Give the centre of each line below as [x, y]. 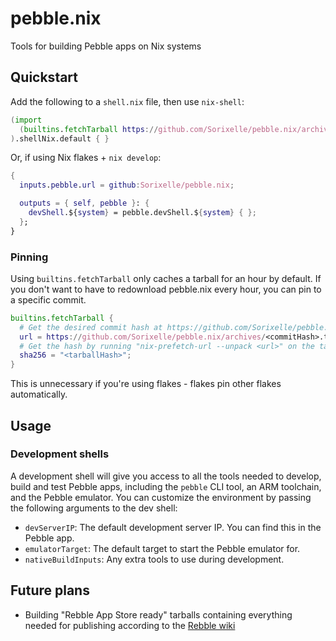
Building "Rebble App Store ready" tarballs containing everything [158, 614]
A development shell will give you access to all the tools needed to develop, [166, 476]
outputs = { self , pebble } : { [84, 203]
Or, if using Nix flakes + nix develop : [86, 158]
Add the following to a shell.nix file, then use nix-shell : [127, 101]
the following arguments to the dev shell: [94, 508]
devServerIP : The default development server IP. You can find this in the [173, 527]
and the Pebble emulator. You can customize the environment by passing [161, 497]
